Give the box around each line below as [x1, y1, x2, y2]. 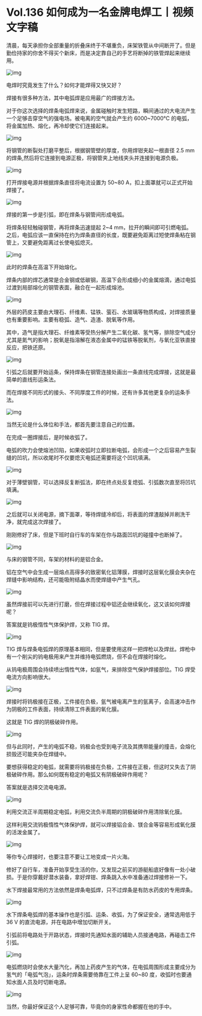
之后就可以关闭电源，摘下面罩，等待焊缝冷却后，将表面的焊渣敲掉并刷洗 [6, 510, 185, 518]
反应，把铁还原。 [6, 344, 49, 351]
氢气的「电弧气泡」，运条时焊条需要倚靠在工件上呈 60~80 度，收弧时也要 [6, 971, 187, 978]
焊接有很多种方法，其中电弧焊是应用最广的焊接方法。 [6, 94, 138, 101]
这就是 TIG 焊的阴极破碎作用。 [6, 718, 82, 725]
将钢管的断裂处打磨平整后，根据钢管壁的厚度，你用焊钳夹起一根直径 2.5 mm [6, 146, 195, 154]
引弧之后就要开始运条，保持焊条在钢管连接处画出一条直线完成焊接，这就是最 [6, 368, 196, 375]
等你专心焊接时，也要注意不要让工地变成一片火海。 [6, 853, 133, 860]
